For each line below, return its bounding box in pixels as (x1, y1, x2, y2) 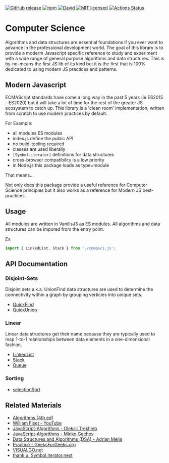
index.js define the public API (12, 135, 74, 141)
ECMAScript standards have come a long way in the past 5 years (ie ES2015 (5, 94, 163, 100)
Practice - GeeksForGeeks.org (12, 441, 76, 447)
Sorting (5, 375, 24, 382)
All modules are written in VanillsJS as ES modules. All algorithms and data (5, 221, 160, 227)
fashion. (5, 342, 22, 348)
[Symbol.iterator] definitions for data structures (12, 151, 115, 157)
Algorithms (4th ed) (12, 414, 53, 420)
